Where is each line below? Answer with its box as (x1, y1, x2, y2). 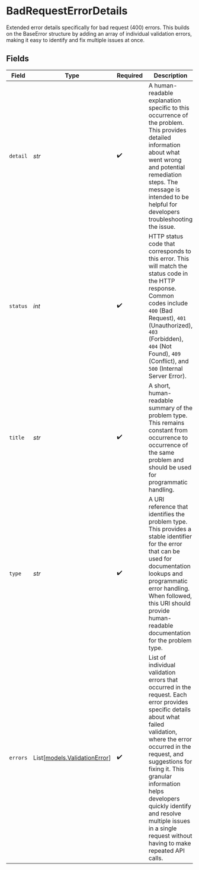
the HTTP (148, 276, 175, 285)
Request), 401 (148, 314, 187, 322)
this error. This (148, 254, 190, 263)
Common (148, 291, 175, 300)
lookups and (148, 569, 183, 578)
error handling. (148, 584, 190, 592)
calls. (148, 854, 163, 862)
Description (153, 71, 188, 80)
